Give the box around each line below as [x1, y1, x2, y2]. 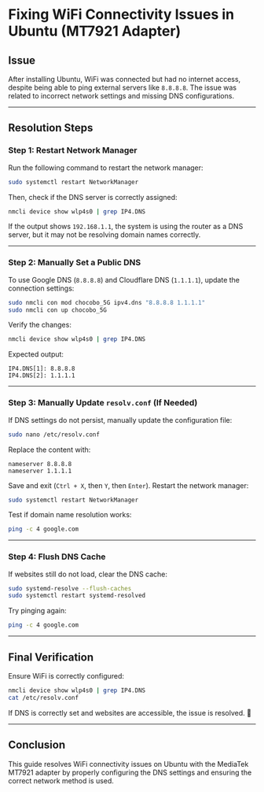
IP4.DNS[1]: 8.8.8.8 [8, 365, 76, 373]
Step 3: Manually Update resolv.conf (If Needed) [8, 398, 198, 409]
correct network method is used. [8, 775, 114, 785]
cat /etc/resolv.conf [8, 694, 79, 701]
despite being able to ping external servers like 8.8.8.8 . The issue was [8, 83, 237, 92]
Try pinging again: [8, 606, 67, 616]
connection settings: [8, 283, 75, 293]
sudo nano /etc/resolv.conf [8, 431, 101, 439]
